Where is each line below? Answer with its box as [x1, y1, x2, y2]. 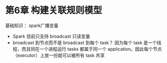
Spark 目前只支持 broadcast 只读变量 [12, 33, 90, 39]
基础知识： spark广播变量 [5, 22, 59, 28]
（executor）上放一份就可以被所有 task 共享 [12, 52, 105, 58]
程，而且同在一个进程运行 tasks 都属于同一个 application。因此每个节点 [12, 46, 162, 52]
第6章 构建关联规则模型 [5, 5, 103, 16]
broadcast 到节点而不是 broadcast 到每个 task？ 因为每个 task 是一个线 [12, 39, 161, 46]
